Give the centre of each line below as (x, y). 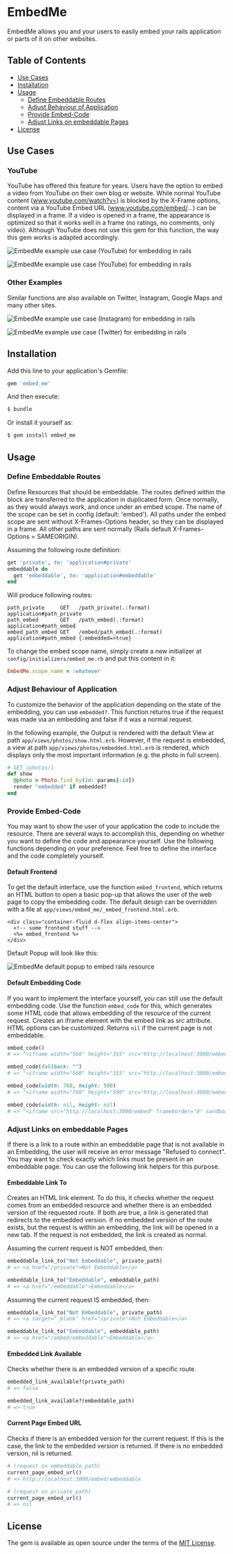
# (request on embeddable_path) (54, 1466)
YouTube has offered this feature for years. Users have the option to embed (115, 186)
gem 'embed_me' (29, 383)
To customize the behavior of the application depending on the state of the (114, 704)
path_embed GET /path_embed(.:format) (76, 620)
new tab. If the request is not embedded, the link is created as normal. (107, 1235)
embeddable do (28, 569)
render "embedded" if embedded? (60, 787)
